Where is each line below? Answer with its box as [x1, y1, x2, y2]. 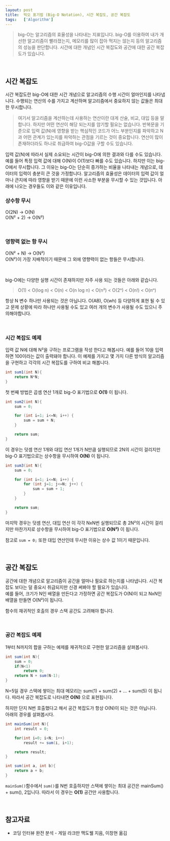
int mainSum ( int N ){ [5, 722, 49, 727]
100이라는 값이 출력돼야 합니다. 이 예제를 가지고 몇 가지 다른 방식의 [14, 353, 147, 360]
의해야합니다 [5, 310, 31, 316]
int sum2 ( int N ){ [5, 399, 42, 404]
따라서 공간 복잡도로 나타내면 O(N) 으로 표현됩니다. [12, 694, 114, 700]
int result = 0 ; [14, 726, 49, 731]
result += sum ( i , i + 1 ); [23, 740, 74, 745]
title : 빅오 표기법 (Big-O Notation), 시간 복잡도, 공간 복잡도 [5, 12, 131, 17]
